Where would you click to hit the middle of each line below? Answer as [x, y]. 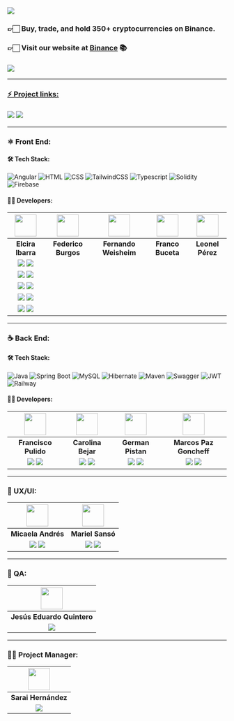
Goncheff [194, 451]
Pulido [35, 451]
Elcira [26, 244]
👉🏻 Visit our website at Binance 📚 [67, 48]
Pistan [136, 451]
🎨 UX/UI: [22, 490]
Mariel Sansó [93, 534]
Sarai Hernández [39, 697]
